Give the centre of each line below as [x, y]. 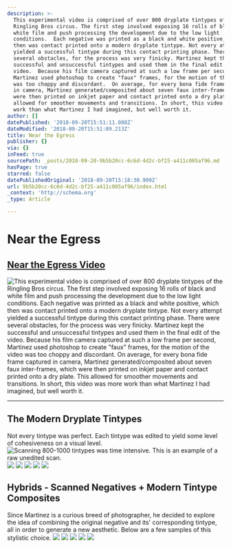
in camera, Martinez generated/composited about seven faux [101, 90]
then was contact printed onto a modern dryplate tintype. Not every [115, 45]
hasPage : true [27, 167]
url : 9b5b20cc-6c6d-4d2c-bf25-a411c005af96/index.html [87, 187]
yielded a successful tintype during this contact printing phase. [112, 52]
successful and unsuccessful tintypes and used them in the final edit [118, 65]
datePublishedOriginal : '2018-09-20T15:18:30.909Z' [82, 180]
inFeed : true [26, 155]
